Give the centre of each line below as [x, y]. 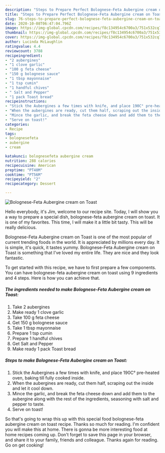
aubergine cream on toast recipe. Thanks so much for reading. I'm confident [82, 424]
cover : [12, 38]
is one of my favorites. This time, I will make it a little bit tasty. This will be [79, 222]
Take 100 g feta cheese [36, 317]
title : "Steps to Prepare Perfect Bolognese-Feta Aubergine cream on [78, 14]
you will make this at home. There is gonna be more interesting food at [76, 429]
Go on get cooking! [25, 445]
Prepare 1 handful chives [37, 338]
